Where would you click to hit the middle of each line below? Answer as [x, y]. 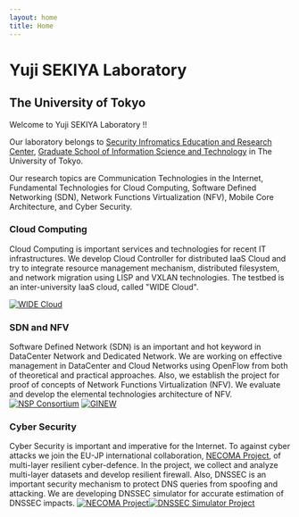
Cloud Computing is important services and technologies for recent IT [137, 249]
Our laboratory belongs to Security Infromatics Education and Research [141, 142]
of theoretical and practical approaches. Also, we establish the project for [144, 375]
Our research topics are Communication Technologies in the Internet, [137, 178]
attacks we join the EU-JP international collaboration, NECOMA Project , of [145, 455]
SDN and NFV [39, 327]
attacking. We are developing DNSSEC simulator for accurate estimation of [146, 494]
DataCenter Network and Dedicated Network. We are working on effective [146, 356]
